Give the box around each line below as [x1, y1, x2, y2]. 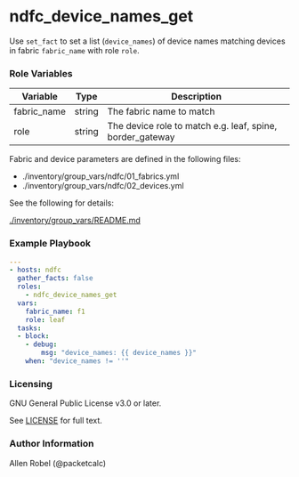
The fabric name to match [107, 105, 215, 117]
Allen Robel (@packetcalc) [9, 457, 107, 468]
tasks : [17, 323, 42, 333]
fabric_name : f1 [25, 307, 86, 316]
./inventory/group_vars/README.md [9, 215, 141, 226]
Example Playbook [9, 238, 92, 250]
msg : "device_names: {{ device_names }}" [41, 349, 198, 358]
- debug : [25, 340, 58, 349]
